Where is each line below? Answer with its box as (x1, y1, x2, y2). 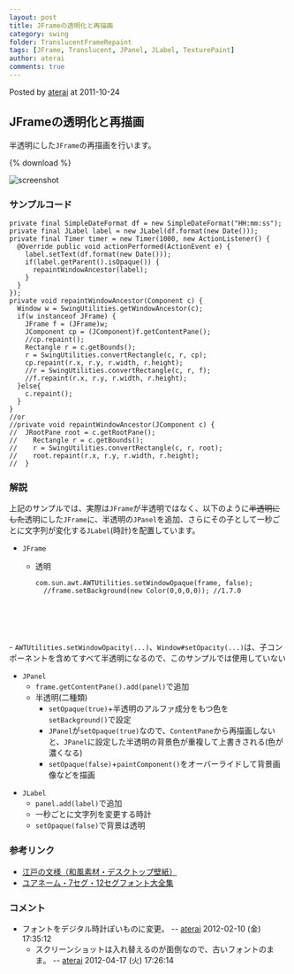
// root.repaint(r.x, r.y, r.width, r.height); (9, 451, 200, 460)
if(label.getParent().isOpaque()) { (25, 258, 161, 267)
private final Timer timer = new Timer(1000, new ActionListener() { (9, 234, 271, 243)
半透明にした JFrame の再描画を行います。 (9, 139, 156, 151)
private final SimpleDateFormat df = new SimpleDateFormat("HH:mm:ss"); (9, 219, 283, 228)
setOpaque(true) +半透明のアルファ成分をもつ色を (48, 703, 230, 714)
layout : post (9, 12, 57, 22)
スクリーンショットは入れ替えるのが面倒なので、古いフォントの (34, 944, 267, 955)
